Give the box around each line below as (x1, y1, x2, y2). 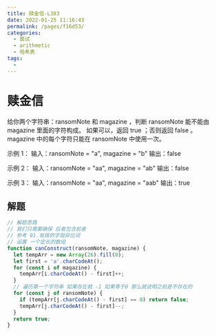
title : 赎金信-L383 (7, 10, 60, 17)
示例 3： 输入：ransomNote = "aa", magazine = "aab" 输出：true (7, 179, 191, 187)
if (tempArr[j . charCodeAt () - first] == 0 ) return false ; (19, 296, 189, 303)
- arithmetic (13, 42, 51, 49)
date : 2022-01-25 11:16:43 (7, 17, 85, 23)
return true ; (13, 315, 51, 323)
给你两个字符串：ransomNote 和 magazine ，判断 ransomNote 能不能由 (7, 117, 210, 125)
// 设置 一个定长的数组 (7, 238, 66, 245)
